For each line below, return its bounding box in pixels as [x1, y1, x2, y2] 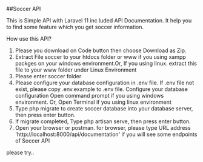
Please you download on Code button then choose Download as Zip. [15, 47, 187, 54]
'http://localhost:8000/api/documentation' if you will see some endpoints [15, 130, 198, 138]
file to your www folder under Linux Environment [15, 66, 137, 73]
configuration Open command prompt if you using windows [15, 92, 164, 99]
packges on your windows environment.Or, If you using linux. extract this [15, 60, 197, 67]
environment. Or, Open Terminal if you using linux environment [15, 98, 171, 106]
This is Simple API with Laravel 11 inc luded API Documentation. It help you [6, 17, 192, 24]
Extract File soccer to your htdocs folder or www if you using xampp [15, 53, 186, 60]
